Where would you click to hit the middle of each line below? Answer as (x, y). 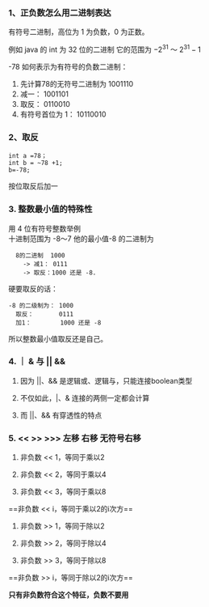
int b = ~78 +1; (36, 163)
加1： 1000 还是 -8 (59, 323)
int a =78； (28, 156)
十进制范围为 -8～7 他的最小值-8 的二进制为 (81, 238)
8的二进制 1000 (41, 255)
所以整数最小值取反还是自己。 (58, 338)
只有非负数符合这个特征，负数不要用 (69, 595)
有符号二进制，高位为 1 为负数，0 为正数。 (79, 32)
